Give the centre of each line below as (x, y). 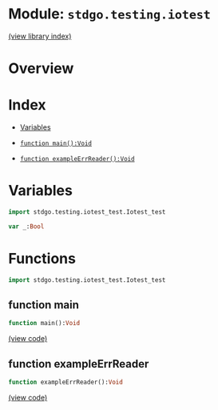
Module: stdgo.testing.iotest (110, 14)
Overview (41, 68)
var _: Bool (26, 226)
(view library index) (40, 36)
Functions (42, 258)
